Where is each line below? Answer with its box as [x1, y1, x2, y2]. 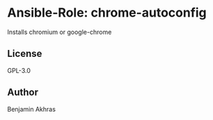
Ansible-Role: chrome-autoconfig [7, 5, 207, 21]
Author [7, 87, 38, 98]
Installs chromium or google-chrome [7, 28, 112, 36]
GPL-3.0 [7, 66, 31, 74]
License [7, 48, 42, 60]
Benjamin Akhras [7, 105, 56, 113]
